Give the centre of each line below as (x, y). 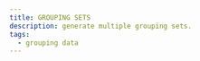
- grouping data (48, 43)
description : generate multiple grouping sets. (101, 26)
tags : (19, 34)
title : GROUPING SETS (50, 17)
